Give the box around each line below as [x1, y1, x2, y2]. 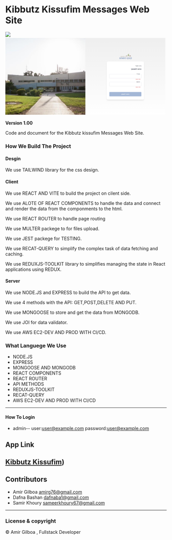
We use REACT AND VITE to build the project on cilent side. [5, 190, 131, 196]
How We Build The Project [5, 143, 72, 150]
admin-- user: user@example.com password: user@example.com [12, 425, 149, 432]
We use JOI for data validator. [5, 319, 68, 325]
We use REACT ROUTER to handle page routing [5, 215, 106, 221]
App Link [5, 440, 34, 449]
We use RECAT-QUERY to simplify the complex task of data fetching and [5, 245, 158, 251]
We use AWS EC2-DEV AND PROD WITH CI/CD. [5, 329, 106, 335]
